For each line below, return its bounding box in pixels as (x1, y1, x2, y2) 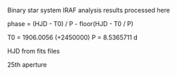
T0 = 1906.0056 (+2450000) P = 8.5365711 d (7, 33, 138, 42)
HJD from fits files (7, 47, 60, 55)
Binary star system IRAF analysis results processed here (7, 6, 171, 14)
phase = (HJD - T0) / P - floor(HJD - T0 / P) (7, 20, 133, 27)
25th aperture (7, 61, 47, 69)
